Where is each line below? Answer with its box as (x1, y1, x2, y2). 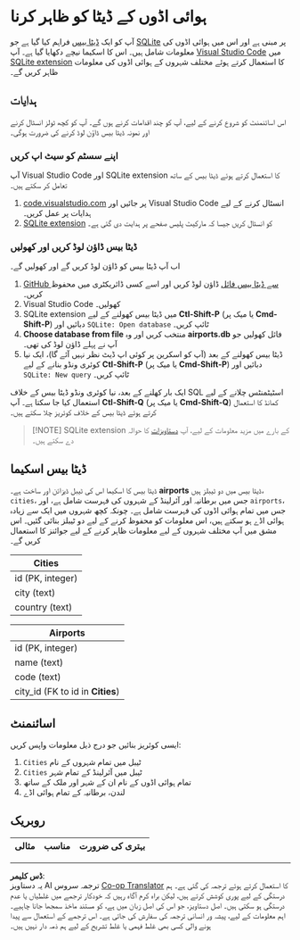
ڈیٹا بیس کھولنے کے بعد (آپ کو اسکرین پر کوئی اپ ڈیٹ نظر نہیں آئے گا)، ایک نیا (22, 349, 283, 360)
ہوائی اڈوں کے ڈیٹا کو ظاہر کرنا (10, 6, 207, 27)
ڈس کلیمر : (10, 870, 45, 881)
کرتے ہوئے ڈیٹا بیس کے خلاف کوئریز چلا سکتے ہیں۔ (10, 407, 157, 418)
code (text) (14, 671, 61, 684)
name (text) (14, 656, 63, 669)
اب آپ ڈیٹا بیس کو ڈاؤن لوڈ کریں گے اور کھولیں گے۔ (10, 261, 181, 271)
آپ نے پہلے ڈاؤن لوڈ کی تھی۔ (22, 339, 118, 350)
